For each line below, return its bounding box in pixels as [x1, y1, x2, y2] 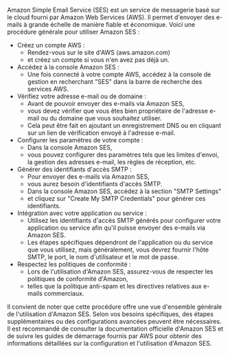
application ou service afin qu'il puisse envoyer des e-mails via [27, 223, 206, 232]
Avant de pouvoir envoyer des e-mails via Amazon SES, [27, 100, 185, 107]
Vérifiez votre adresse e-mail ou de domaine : [16, 92, 146, 100]
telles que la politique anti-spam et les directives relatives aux [27, 282, 203, 290]
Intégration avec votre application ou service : [16, 209, 148, 217]
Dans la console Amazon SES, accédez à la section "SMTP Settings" [27, 187, 222, 195]
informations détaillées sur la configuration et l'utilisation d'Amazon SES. [7, 340, 212, 347]
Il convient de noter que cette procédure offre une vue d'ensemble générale [7, 302, 222, 311]
